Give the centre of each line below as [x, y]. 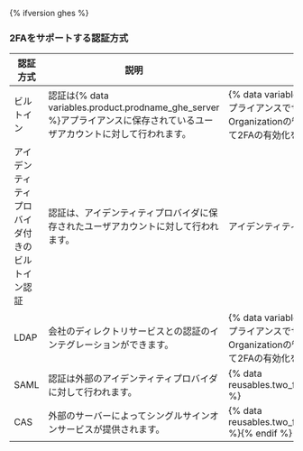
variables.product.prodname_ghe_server [134, 107]
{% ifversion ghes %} [49, 13]
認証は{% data [79, 96]
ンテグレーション [84, 345]
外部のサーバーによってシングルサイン [129, 416]
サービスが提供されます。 [111, 429]
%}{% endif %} [261, 434]
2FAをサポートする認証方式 [69, 38]
